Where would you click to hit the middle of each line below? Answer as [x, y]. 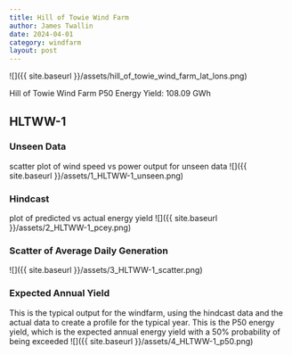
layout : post [33, 51]
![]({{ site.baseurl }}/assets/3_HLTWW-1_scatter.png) [106, 270]
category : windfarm [45, 42]
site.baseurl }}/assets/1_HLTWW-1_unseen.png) [97, 176]
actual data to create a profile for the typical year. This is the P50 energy [142, 322]
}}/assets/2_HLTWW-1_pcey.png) [70, 227]
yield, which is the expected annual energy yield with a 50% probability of [145, 332]
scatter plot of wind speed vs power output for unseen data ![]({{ [128, 166]
